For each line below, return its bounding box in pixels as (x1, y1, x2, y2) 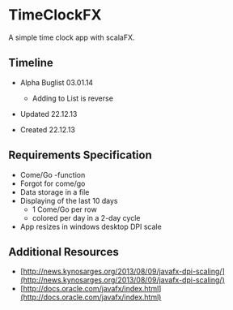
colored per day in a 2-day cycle (32, 213, 141, 222)
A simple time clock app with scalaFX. (8, 32, 135, 42)
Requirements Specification (8, 149, 152, 162)
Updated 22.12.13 (19, 109, 78, 118)
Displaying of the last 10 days (19, 196, 118, 205)
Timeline (8, 56, 54, 70)
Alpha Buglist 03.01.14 (19, 77, 94, 87)
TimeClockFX (8, 6, 102, 24)
